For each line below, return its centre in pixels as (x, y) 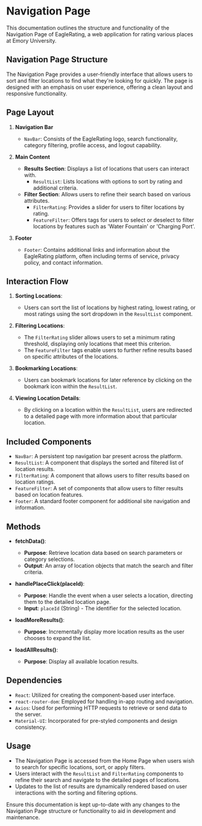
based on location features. (49, 495)
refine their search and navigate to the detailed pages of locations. (98, 780)
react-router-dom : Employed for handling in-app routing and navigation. (104, 701)
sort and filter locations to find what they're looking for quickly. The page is (99, 80)
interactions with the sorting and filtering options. (76, 793)
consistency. (31, 727)
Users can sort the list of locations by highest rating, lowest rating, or (110, 308)
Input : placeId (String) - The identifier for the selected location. (103, 608)
